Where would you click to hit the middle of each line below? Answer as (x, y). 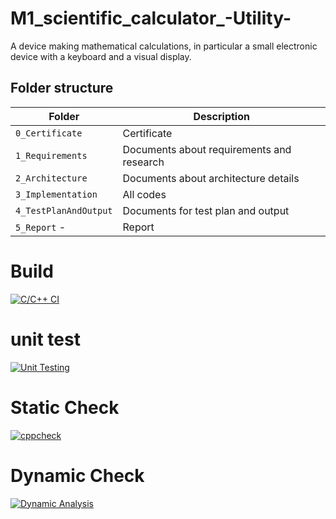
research (143, 162)
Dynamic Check (77, 475)
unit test (45, 339)
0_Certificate (49, 133)
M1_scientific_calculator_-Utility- (151, 18)
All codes (144, 194)
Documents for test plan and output (206, 210)
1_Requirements (51, 155)
